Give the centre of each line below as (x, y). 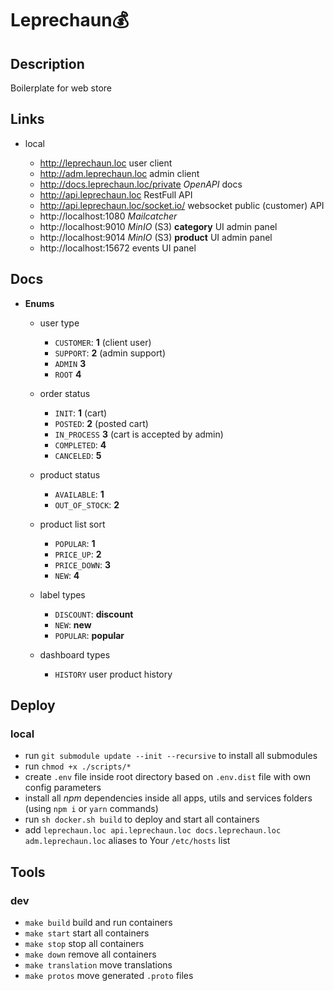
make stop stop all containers (84, 943)
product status (70, 474)
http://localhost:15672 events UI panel (118, 248)
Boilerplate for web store (61, 88)
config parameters (63, 788)
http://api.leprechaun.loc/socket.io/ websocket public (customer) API (182, 205)
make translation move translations (98, 965)
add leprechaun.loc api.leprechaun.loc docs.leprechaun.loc (153, 830)
